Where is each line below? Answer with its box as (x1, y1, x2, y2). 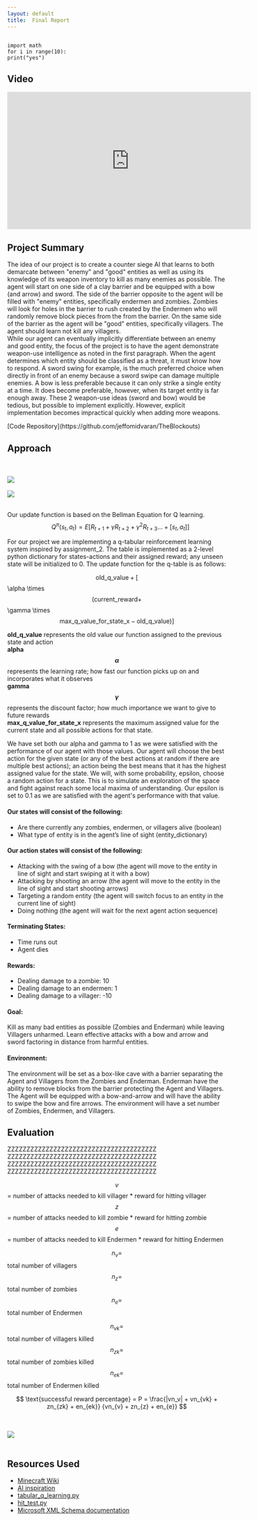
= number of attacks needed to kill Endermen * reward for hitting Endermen (7, 1236, 224, 1244)
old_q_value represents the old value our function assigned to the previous (7, 631, 223, 639)
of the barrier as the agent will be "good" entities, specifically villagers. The (7, 320, 224, 328)
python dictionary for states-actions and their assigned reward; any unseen (7, 553, 224, 561)
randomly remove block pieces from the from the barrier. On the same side (7, 312, 222, 321)
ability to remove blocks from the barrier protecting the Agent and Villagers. (7, 1084, 224, 1093)
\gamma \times (7, 606, 51, 615)
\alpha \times (7, 584, 45, 593)
